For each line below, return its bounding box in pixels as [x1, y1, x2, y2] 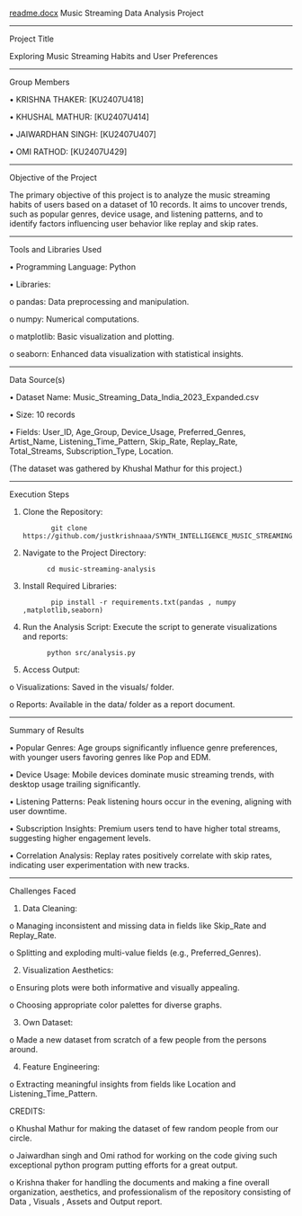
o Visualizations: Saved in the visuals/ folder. [9, 682, 175, 692]
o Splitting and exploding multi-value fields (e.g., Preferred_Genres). [9, 947, 262, 958]
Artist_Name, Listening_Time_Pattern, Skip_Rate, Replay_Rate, [9, 436, 238, 447]
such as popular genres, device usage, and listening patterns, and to [9, 209, 263, 219]
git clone [50, 524, 88, 533]
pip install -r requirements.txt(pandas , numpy [50, 598, 236, 607]
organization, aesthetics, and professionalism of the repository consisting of [9, 1186, 291, 1197]
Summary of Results [9, 725, 84, 735]
